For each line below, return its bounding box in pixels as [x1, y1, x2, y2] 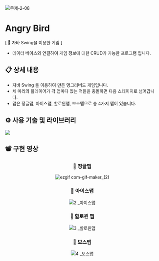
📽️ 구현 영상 [5, 145, 39, 153]
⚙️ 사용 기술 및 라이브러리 [5, 116, 76, 125]
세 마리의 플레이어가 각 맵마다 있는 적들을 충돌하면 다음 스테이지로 [12, 88, 138, 94]
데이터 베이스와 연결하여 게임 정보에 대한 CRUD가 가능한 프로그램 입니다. [12, 50, 151, 56]
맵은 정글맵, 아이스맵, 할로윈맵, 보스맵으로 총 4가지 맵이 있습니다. [12, 100, 136, 106]
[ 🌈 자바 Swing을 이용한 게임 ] [5, 39, 63, 45]
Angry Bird [5, 23, 50, 34]
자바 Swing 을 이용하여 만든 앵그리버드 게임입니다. [12, 82, 109, 88]
